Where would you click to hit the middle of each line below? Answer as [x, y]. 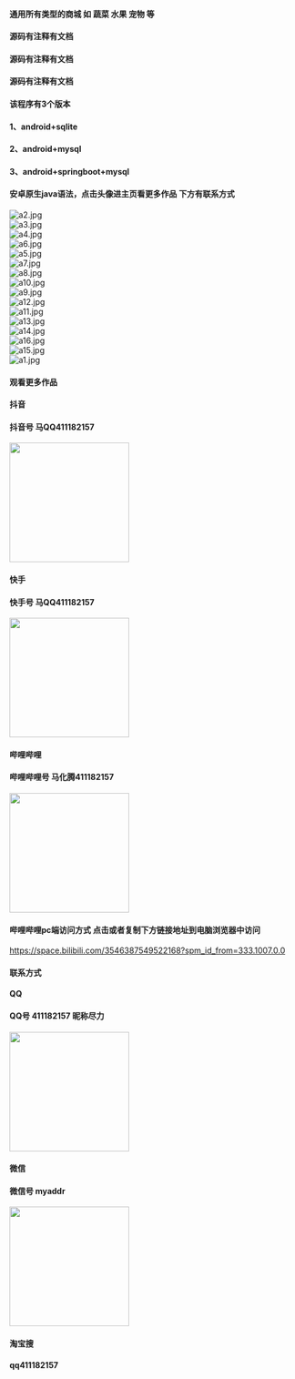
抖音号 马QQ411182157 [52, 427]
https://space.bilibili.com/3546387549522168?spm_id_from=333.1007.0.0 [147, 950]
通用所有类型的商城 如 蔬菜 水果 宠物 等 [82, 14]
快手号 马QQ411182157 [52, 602]
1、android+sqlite [44, 127]
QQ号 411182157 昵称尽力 [57, 1016]
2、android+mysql [46, 149]
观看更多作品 [33, 381]
